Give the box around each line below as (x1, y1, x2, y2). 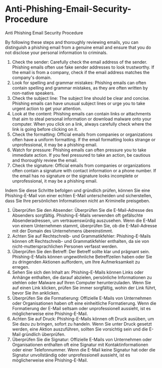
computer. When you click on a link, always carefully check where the (12, 121, 152, 127)
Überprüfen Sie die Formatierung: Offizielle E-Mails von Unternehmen (12, 295, 152, 301)
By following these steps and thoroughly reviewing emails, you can (5, 39, 139, 45)
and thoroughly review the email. (12, 157, 78, 163)
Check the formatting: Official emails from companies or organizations (12, 131, 153, 137)
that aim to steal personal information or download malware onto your (12, 116, 152, 122)
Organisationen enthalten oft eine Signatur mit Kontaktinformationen (12, 342, 149, 348)
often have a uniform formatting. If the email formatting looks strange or (12, 136, 156, 142)
